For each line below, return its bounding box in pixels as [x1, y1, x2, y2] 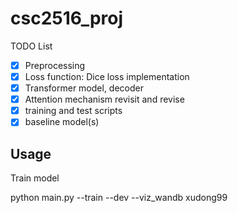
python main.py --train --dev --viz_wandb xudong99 [10, 192, 228, 204]
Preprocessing [24, 59, 86, 71]
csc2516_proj [10, 7, 124, 30]
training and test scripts [24, 105, 123, 117]
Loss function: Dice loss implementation [24, 71, 190, 82]
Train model [10, 172, 60, 184]
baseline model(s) [24, 116, 100, 128]
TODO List [10, 40, 53, 52]
